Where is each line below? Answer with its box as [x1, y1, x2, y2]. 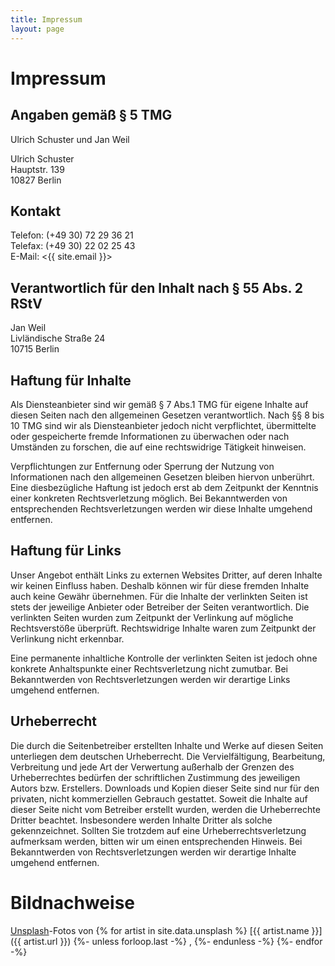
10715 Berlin [10, 343, 60, 355]
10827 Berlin [10, 174, 62, 186]
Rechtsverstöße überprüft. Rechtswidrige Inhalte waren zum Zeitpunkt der [10, 622, 317, 634]
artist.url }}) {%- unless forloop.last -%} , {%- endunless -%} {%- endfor [23, 935, 323, 947]
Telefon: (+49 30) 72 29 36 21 [10, 229, 134, 241]
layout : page [10, 24, 65, 34]
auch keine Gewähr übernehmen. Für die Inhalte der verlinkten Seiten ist [10, 590, 308, 602]
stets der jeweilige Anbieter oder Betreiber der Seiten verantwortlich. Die [10, 601, 310, 613]
